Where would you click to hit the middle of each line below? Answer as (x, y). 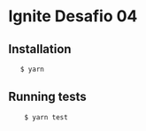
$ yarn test (46, 117)
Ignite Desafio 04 (73, 16)
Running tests (48, 97)
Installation (40, 49)
